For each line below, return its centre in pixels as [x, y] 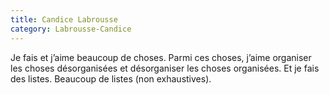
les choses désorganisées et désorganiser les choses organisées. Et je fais [165, 68]
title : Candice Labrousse [64, 19]
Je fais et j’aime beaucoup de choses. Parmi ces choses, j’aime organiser [161, 57]
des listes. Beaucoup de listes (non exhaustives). [111, 78]
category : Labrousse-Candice [71, 29]
